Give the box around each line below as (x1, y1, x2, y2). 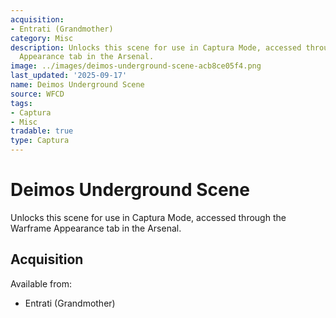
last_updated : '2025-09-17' (10, 71, 128, 81)
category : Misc (10, 33, 74, 43)
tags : (10, 98, 33, 108)
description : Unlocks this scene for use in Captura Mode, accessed (10, 42, 302, 53)
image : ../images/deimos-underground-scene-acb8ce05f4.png (10, 61, 262, 71)
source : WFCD (10, 89, 65, 99)
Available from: (10, 277, 72, 290)
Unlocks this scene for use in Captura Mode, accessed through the (10, 211, 287, 223)
